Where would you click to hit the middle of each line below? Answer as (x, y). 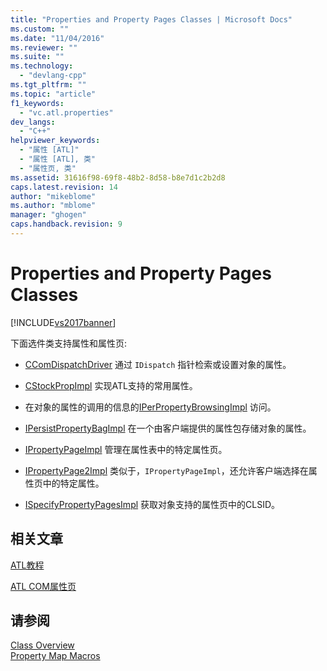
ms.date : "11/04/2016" (57, 38)
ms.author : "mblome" (53, 206)
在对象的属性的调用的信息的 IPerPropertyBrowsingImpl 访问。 (150, 407)
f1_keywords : (37, 103)
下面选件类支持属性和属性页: (69, 343)
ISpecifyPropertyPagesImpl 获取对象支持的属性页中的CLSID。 (152, 504)
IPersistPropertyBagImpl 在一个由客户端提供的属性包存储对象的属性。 (168, 428)
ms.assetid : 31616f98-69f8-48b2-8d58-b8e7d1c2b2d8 (118, 177)
